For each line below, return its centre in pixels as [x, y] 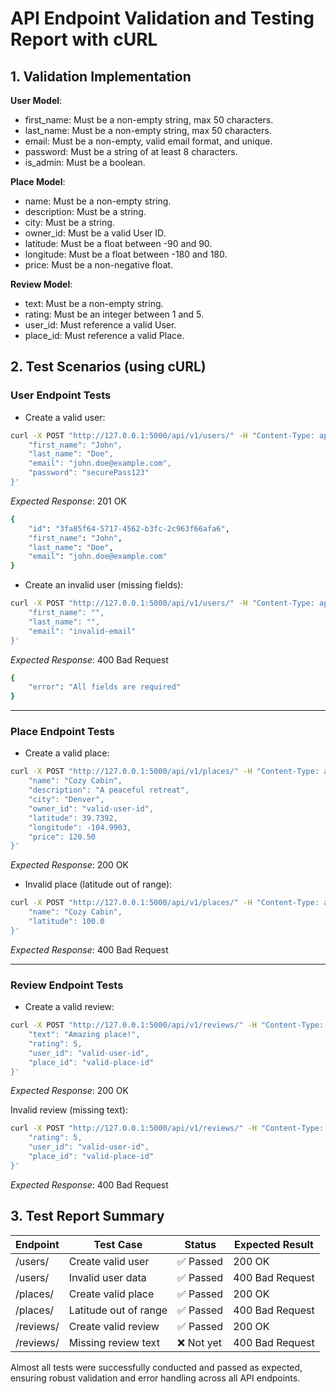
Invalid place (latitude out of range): [98, 884]
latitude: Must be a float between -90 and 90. [118, 243]
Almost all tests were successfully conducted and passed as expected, [156, 1367]
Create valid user [109, 1261]
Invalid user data [107, 1277]
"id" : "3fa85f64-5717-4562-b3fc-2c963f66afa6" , [129, 528]
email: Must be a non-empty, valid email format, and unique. [148, 141]
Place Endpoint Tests [62, 732]
